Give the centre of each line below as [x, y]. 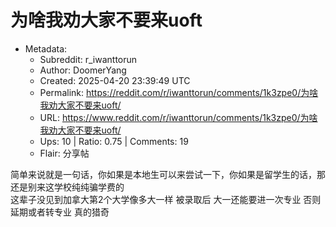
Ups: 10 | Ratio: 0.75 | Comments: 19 [114, 141]
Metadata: [46, 48]
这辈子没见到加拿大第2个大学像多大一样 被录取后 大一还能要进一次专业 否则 [166, 199]
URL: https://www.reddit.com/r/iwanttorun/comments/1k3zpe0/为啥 [178, 117]
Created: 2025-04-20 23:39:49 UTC [115, 80]
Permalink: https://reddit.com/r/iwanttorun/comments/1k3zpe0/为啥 [179, 92]
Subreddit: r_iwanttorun [88, 59]
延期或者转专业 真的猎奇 [60, 212]
